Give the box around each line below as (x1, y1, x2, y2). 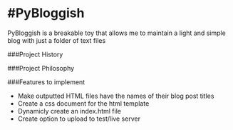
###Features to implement (7, 77, 86, 86)
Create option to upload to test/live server (17, 114, 141, 123)
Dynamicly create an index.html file (17, 106, 121, 115)
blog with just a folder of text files (7, 36, 106, 44)
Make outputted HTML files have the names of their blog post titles (17, 91, 214, 100)
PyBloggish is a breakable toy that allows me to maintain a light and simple (7, 29, 226, 37)
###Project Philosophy (7, 64, 75, 72)
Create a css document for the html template (17, 99, 150, 108)
